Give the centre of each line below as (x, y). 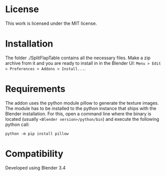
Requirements (35, 89)
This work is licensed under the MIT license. (51, 23)
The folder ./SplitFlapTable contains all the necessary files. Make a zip (78, 58)
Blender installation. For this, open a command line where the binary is (78, 114)
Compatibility (34, 154)
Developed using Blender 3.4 (35, 167)
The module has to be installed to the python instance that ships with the (81, 108)
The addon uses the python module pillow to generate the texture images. (82, 103)
